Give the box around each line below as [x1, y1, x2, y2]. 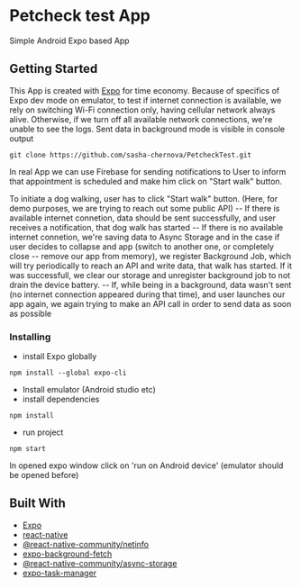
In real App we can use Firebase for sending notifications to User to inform [9, 166, 287, 176]
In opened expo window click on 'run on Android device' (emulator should [9, 460, 284, 471]
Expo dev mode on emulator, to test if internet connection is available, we [9, 95, 282, 105]
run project [22, 427, 64, 438]
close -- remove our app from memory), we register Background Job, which [9, 250, 292, 261]
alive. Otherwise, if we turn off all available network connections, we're [9, 113, 273, 124]
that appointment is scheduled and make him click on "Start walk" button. [9, 176, 283, 186]
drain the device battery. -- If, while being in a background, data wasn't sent [9, 279, 292, 290]
